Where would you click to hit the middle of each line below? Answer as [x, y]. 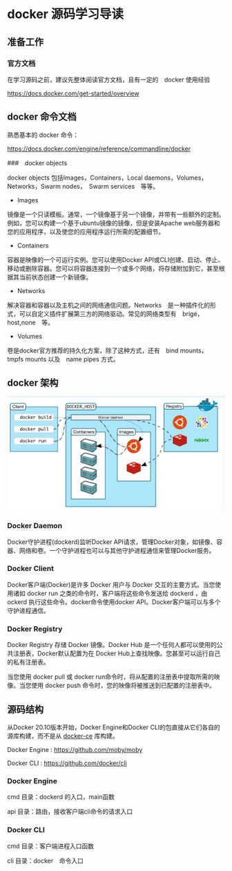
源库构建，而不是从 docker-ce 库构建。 [63, 736]
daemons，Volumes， [176, 178]
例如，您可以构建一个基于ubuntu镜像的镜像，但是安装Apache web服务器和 [114, 223]
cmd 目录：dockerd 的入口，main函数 [61, 797]
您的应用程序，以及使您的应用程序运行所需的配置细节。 [86, 232]
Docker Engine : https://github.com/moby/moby [75, 749]
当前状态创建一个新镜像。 [55, 277]
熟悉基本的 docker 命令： [43, 135]
